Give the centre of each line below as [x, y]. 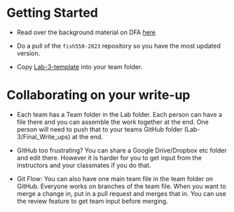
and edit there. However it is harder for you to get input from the [109, 157]
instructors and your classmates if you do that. [84, 165]
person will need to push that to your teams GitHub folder [99, 129]
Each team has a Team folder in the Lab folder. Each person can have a [119, 114]
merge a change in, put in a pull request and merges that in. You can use [122, 193]
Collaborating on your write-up [98, 95]
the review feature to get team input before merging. [92, 201]
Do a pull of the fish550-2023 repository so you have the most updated [119, 45]
